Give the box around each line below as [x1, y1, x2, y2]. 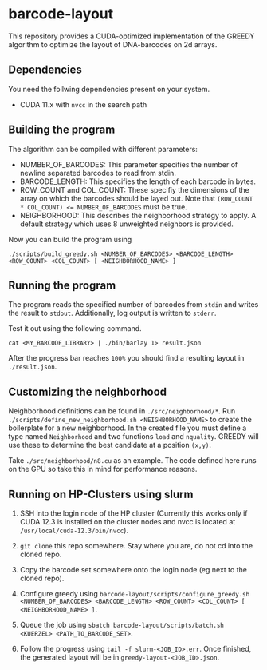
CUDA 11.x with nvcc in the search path [19, 99, 147, 109]
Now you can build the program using [8, 234, 132, 244]
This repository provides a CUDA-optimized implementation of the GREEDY [8, 31, 255, 41]
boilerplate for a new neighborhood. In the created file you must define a [8, 423, 247, 433]
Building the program [8, 123, 116, 137]
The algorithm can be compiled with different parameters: [8, 144, 198, 154]
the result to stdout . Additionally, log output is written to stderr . [8, 309, 217, 318]
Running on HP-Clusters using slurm [8, 487, 194, 501]
